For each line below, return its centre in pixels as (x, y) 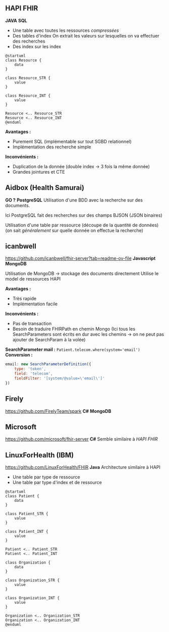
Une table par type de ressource (46, 477)
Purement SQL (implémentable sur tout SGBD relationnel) (72, 141)
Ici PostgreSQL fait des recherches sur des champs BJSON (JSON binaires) (84, 215)
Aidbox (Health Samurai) (45, 188)
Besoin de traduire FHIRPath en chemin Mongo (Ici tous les (74, 329)
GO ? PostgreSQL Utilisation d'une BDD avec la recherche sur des (74, 200)
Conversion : (19, 355)
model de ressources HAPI (33, 279)
